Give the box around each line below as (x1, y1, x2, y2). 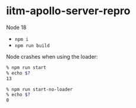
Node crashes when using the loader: (6, 53, 98, 60)
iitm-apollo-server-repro (6, 4, 131, 18)
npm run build (14, 43, 50, 49)
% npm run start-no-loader (6, 86, 73, 93)
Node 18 (6, 24, 27, 31)
